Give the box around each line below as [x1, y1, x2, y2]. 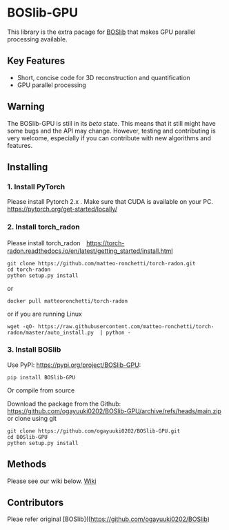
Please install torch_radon [7, 238, 81, 247]
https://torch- [86, 238, 125, 247]
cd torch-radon [7, 266, 51, 273]
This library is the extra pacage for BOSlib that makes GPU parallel [7, 28, 196, 36]
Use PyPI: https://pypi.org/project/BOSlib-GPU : [7, 361, 141, 369]
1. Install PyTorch [7, 182, 66, 191]
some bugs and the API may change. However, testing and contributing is [7, 126, 216, 135]
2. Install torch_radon [7, 223, 81, 232]
